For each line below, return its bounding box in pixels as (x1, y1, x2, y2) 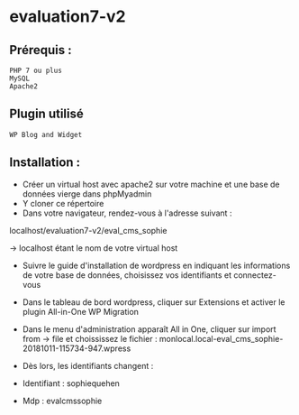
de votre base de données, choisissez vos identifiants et (22, 269, 232, 281)
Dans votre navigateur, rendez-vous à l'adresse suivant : (22, 207, 232, 218)
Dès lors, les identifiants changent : (22, 360, 154, 371)
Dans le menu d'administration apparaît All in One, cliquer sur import (22, 323, 276, 335)
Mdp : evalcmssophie (22, 395, 103, 406)
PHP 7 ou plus (9, 66, 63, 75)
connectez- (233, 269, 276, 281)
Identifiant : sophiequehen (22, 377, 120, 389)
